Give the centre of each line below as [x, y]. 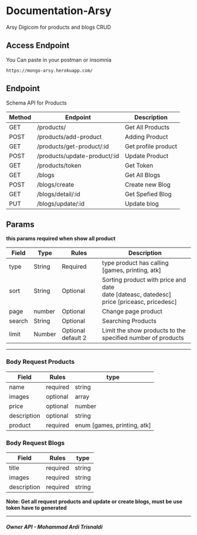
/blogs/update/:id [61, 203]
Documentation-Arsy [59, 11]
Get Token [139, 165]
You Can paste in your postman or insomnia [59, 59]
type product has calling [135, 263]
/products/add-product [69, 136]
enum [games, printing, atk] [113, 425]
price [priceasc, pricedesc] [139, 302]
